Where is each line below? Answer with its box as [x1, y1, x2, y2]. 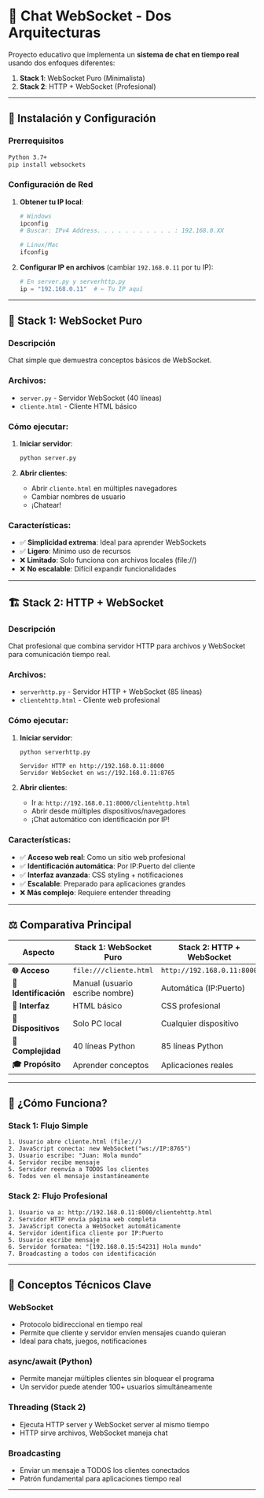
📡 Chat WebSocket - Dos [8, 7, 172, 25]
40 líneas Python [72, 1041, 136, 1052]
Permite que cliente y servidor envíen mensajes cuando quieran [19, 1328, 226, 1338]
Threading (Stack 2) [8, 1402, 86, 1413]
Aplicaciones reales [160, 1060, 234, 1071]
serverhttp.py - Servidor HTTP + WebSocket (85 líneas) [19, 687, 203, 696]
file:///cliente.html [72, 966, 154, 975]
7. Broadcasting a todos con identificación [8, 1250, 156, 1258]
